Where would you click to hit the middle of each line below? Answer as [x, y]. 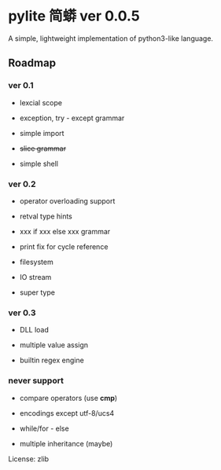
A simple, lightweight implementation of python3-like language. [111, 38]
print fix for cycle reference [64, 246]
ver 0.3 [22, 313]
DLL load [34, 330]
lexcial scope [41, 102]
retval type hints [46, 216]
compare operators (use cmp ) [68, 398]
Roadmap [32, 63]
